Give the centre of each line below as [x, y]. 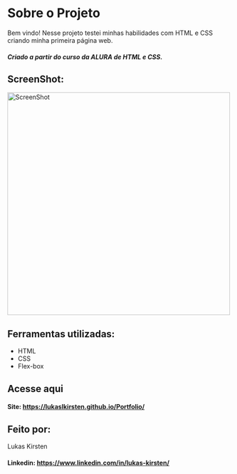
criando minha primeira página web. [60, 40]
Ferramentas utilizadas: [61, 334]
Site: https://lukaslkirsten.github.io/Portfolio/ [76, 407]
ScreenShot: [36, 79]
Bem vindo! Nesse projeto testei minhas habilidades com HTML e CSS [110, 33]
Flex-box [31, 366]
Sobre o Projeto [54, 13]
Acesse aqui [36, 389]
